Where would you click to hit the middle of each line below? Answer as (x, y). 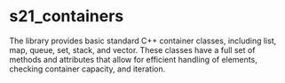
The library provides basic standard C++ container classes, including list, (143, 41)
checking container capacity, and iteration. (87, 69)
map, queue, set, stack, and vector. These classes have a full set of (132, 49)
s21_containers (67, 16)
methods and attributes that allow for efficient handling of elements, (133, 59)
